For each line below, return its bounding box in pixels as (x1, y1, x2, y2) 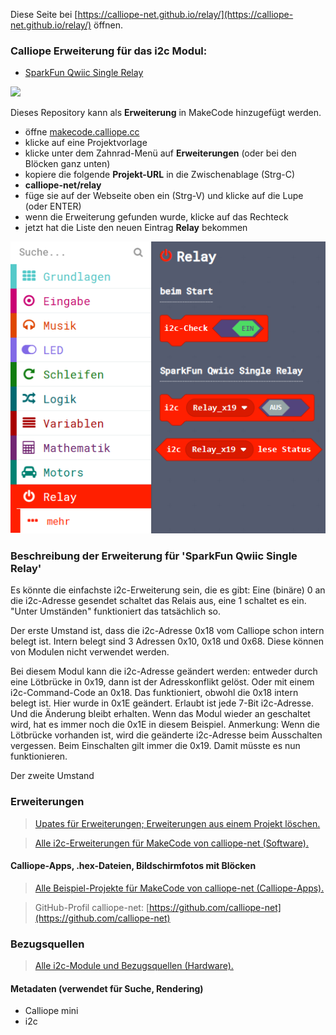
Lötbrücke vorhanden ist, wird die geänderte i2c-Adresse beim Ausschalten (10, 729, 323, 741)
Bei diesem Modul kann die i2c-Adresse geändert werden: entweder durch (10, 665, 318, 678)
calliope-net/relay (24, 179, 102, 191)
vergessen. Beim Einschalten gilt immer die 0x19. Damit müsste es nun (10, 740, 301, 752)
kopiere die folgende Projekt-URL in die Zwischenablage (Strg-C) (24, 169, 296, 181)
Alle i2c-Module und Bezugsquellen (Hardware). (34, 960, 234, 972)
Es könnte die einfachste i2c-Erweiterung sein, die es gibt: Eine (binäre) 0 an (10, 584, 326, 596)
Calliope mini (24, 1005, 79, 1017)
